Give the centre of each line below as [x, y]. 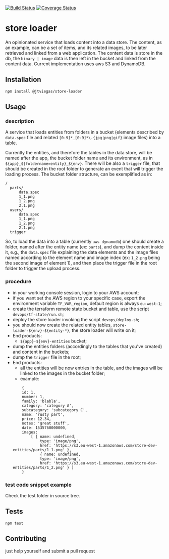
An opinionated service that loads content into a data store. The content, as [84, 42]
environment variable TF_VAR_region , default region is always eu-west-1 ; [87, 303]
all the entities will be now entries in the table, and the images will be [91, 368]
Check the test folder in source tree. [43, 496]
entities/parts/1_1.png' [39, 450]
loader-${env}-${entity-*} [41, 331]
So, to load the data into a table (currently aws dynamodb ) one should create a [84, 242]
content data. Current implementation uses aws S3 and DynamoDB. [75, 64]
